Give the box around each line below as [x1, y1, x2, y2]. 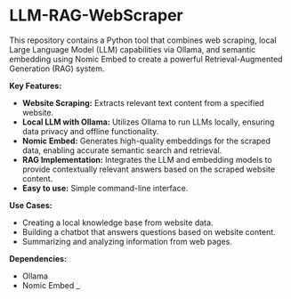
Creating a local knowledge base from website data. [21, 217, 214, 228]
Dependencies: [9, 253, 68, 263]
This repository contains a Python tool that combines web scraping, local [9, 35, 278, 45]
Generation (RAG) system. [9, 63, 105, 74]
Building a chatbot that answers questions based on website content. [21, 226, 276, 237]
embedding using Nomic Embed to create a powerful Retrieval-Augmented [9, 53, 283, 64]
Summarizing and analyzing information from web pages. [21, 236, 233, 246]
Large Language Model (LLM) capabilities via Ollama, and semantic [9, 44, 256, 54]
